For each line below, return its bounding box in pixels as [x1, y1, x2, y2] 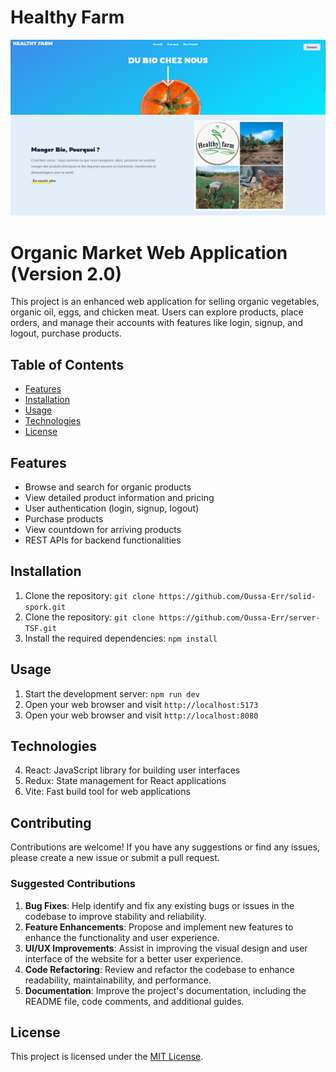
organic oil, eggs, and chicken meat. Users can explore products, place [10, 306, 304, 318]
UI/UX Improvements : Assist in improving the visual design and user [24, 942, 308, 954]
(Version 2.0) [10, 262, 122, 285]
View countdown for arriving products [24, 524, 182, 536]
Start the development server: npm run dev [24, 687, 200, 700]
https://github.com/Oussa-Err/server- [158, 612, 321, 623]
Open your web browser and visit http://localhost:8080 [24, 709, 259, 721]
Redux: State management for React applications [24, 775, 227, 787]
